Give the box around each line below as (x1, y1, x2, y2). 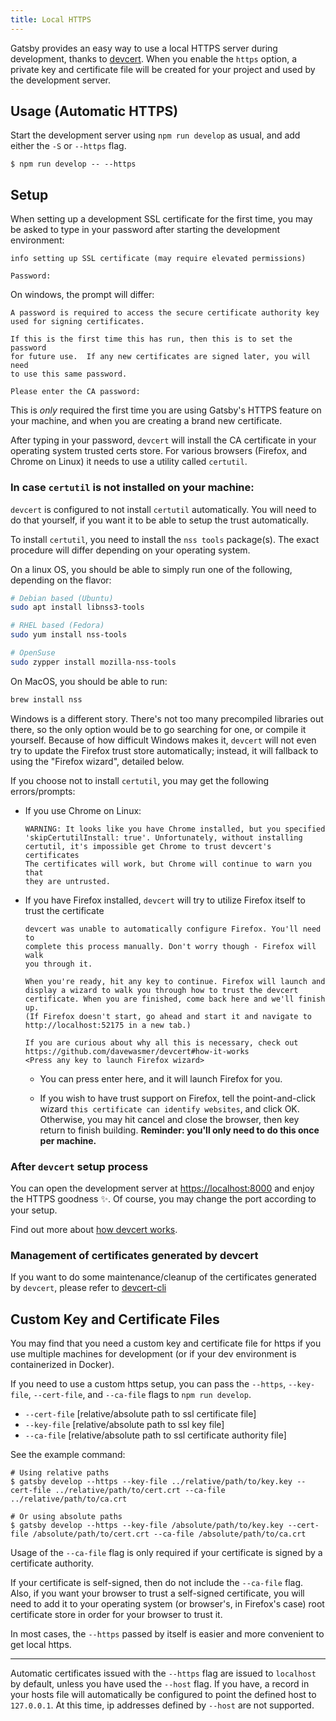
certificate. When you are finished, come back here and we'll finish (24, 994, 326, 1004)
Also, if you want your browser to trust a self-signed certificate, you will (10, 1587, 305, 1600)
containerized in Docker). (10, 1359, 115, 1371)
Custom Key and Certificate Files (10, 1311, 220, 1328)
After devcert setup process (10, 1159, 149, 1173)
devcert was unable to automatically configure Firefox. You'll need (24, 924, 322, 934)
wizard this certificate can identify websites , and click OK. (39, 1102, 300, 1115)
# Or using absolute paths (10, 1512, 123, 1522)
